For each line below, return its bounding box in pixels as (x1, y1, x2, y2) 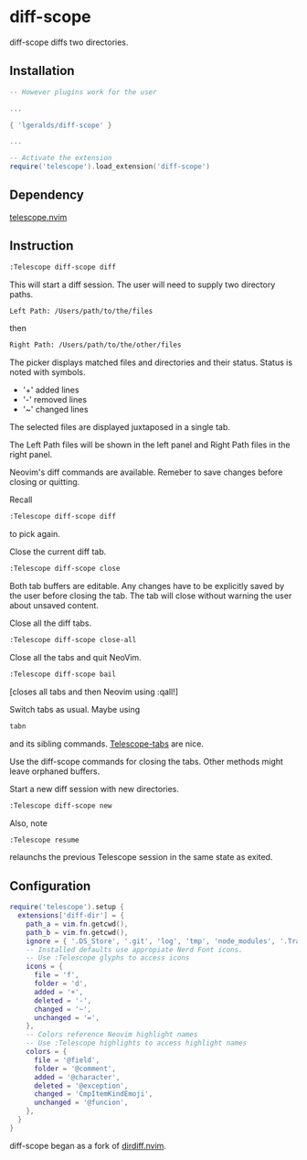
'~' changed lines (22, 404, 89, 415)
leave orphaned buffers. (9, 766, 101, 777)
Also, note (9, 817, 48, 829)
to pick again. (9, 529, 61, 540)
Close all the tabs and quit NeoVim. (9, 651, 142, 662)
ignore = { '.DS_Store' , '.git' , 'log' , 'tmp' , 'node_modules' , (26, 936, 276, 946)
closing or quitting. (9, 477, 80, 488)
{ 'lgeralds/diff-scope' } (9, 121, 112, 130)
